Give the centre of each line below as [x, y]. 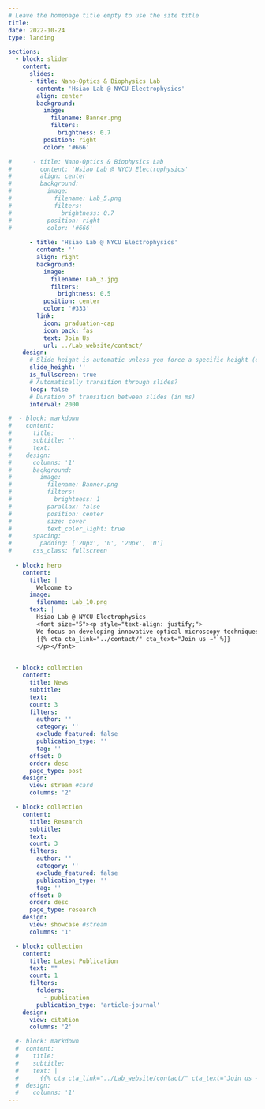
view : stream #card [61, 786]
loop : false [49, 389]
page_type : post [56, 771]
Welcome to [54, 587]
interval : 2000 [54, 404]
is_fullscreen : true [63, 375]
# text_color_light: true [67, 529]
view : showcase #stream [68, 925]
